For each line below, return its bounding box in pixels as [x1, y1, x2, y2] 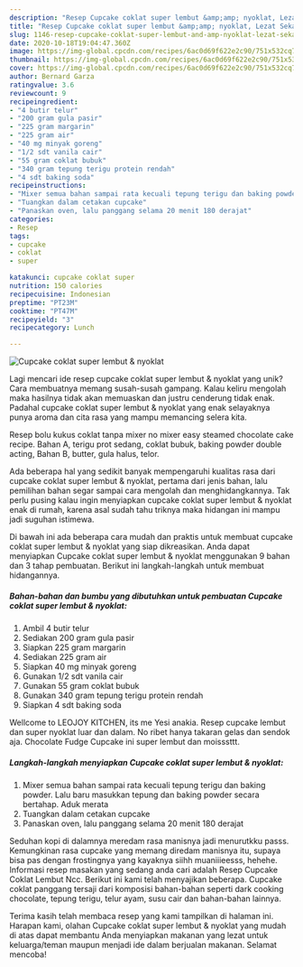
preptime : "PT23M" [9, 298, 78, 307]
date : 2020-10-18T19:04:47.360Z [9, 38, 131, 48]
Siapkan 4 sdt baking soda [22, 700, 122, 711]
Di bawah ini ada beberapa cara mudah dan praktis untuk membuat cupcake [9, 532, 293, 543]
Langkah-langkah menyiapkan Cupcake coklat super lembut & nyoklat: [9, 757, 284, 767]
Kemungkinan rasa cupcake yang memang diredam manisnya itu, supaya [9, 845, 281, 856]
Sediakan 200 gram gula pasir [22, 633, 135, 644]
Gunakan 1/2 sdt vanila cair [22, 671, 124, 682]
